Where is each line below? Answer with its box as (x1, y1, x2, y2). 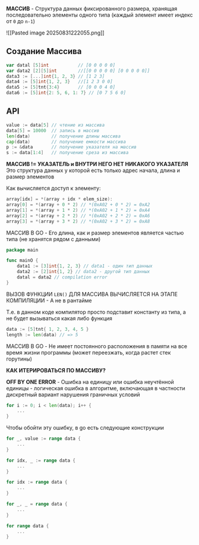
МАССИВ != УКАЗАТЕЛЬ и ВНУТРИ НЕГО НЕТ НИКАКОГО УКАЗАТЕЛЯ (6, 161, 189, 168)
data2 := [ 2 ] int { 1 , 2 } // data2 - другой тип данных (17, 269, 150, 275)
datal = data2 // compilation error (17, 274, 108, 280)
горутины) (6, 355, 33, 362)
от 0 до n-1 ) (6, 18, 36, 24)
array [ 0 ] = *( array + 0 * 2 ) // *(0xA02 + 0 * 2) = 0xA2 (6, 202, 150, 208)
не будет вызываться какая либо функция (6, 315, 113, 322)
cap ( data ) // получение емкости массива (6, 139, 127, 145)
